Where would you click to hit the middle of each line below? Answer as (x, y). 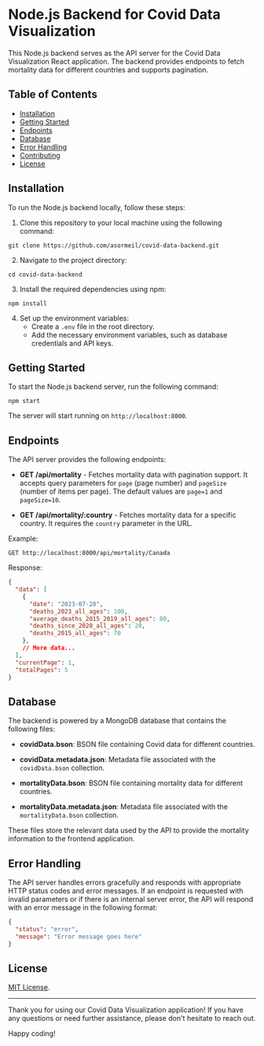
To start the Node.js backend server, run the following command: (113, 386)
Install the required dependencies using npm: (93, 289)
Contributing (40, 155)
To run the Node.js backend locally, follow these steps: (97, 207)
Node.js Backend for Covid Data (115, 15)
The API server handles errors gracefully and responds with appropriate (125, 882)
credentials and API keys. (72, 343)
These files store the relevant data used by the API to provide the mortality (128, 830)
